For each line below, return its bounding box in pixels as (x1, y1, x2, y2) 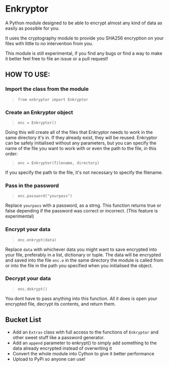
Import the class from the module (5, 86, 89, 93)
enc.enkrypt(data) (17, 237, 57, 242)
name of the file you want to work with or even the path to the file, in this (5, 145, 157, 151)
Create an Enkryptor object (5, 108, 73, 116)
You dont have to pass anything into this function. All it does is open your (5, 295, 158, 302)
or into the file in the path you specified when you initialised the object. (5, 262, 153, 269)
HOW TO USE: (5, 70, 51, 79)
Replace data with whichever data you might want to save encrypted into (5, 246, 157, 252)
